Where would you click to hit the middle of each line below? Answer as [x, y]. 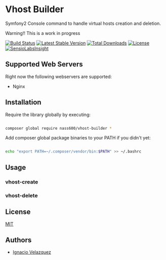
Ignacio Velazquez [32, 252]
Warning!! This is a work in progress [43, 33]
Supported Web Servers [44, 64]
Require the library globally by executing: [48, 115]
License [18, 212]
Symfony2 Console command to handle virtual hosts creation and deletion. [83, 23]
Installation [23, 102]
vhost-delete [22, 195]
